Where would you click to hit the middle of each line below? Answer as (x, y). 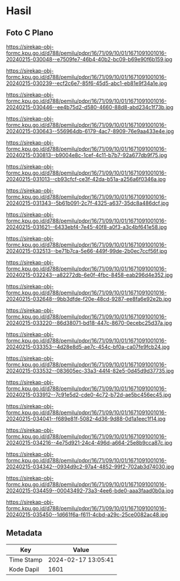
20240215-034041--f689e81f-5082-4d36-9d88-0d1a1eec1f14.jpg (86, 419)
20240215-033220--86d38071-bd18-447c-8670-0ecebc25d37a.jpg (89, 323)
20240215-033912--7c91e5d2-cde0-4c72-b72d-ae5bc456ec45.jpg (89, 395)
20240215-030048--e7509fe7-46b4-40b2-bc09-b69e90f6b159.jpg (89, 59)
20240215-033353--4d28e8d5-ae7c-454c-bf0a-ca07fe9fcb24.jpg (88, 347)
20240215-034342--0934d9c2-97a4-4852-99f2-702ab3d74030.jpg (90, 467)
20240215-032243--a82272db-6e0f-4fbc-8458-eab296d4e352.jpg (89, 275)
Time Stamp (26, 560)
